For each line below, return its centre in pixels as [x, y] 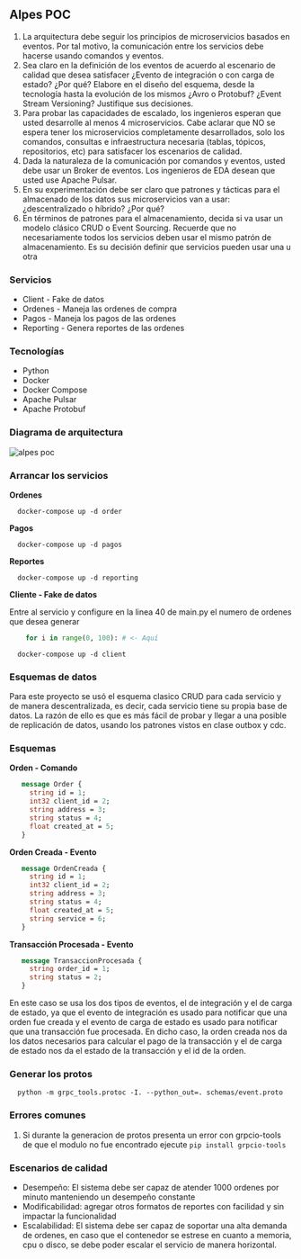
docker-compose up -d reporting [78, 578]
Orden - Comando [44, 768]
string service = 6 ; [67, 918]
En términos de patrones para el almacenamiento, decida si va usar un [152, 218]
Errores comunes [48, 1115]
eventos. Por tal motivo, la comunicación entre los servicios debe [143, 46]
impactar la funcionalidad [69, 1216]
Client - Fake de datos [63, 300]
